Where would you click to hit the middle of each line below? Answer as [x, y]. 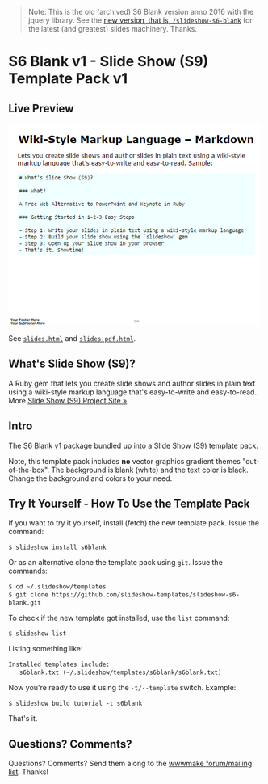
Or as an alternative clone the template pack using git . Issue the [116, 563]
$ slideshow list [38, 634]
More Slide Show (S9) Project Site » [68, 400]
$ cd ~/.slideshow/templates [57, 587]
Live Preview [41, 108]
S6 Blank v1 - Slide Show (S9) [109, 62]
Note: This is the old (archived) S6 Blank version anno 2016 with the [141, 12]
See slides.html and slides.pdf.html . [72, 338]
